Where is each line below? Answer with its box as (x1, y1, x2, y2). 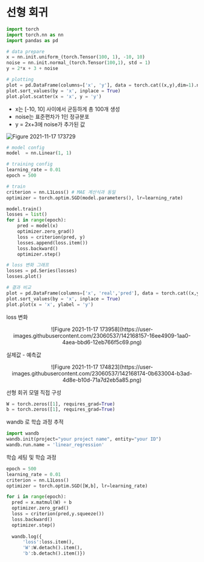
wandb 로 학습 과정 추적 (6, 418, 64, 425)
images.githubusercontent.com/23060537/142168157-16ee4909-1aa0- (13, 332, 191, 339)
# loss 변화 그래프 (6, 262, 49, 268)
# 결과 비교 (6, 285, 32, 291)
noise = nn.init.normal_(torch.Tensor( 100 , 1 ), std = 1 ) (6, 60, 151, 66)
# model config (6, 144, 45, 151)
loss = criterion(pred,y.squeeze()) (12, 511, 104, 517)
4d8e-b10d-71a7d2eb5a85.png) (62, 376, 142, 383)
